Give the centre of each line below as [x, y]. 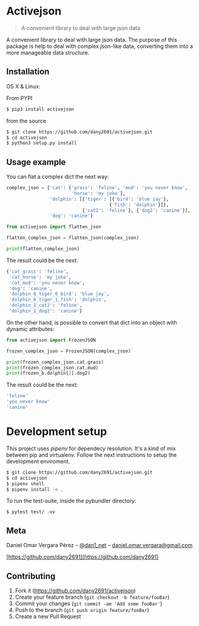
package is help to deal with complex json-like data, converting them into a [100, 46]
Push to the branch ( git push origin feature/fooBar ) [82, 610]
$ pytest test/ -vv [31, 512]
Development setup [57, 432]
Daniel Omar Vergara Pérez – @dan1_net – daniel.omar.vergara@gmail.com [99, 545]
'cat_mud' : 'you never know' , [47, 283]
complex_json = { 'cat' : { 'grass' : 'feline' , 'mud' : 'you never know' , [97, 188]
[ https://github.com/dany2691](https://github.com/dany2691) [83, 557]
